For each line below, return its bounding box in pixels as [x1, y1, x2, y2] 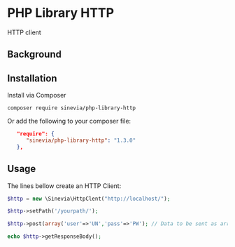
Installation [7, 72, 57, 84]
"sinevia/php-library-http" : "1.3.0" [25, 137, 136, 145]
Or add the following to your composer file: [7, 117, 131, 126]
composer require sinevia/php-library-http [7, 105, 136, 112]
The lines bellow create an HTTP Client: [7, 181, 122, 190]
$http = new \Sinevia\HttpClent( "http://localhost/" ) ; [7, 195, 171, 202]
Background [7, 48, 62, 60]
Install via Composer [7, 91, 66, 100]
